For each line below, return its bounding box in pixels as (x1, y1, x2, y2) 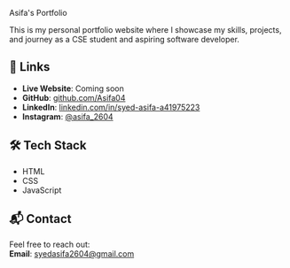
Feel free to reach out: (9, 239, 90, 250)
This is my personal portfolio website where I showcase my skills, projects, (9, 25, 282, 34)
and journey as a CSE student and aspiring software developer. (9, 34, 239, 44)
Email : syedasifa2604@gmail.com (9, 249, 135, 259)
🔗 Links (9, 59, 51, 74)
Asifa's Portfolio (9, 8, 68, 18)
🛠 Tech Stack (9, 138, 87, 153)
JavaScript (21, 185, 62, 195)
